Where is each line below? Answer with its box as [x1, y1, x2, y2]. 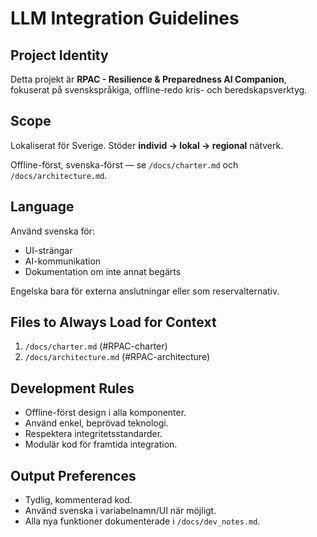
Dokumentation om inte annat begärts [24, 265, 182, 277]
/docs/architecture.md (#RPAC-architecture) [24, 351, 210, 363]
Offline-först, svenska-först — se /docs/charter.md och [10, 158, 239, 171]
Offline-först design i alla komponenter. [24, 407, 187, 419]
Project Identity [10, 47, 109, 64]
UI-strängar [24, 244, 73, 256]
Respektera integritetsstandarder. [24, 428, 163, 440]
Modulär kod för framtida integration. [24, 438, 178, 451]
